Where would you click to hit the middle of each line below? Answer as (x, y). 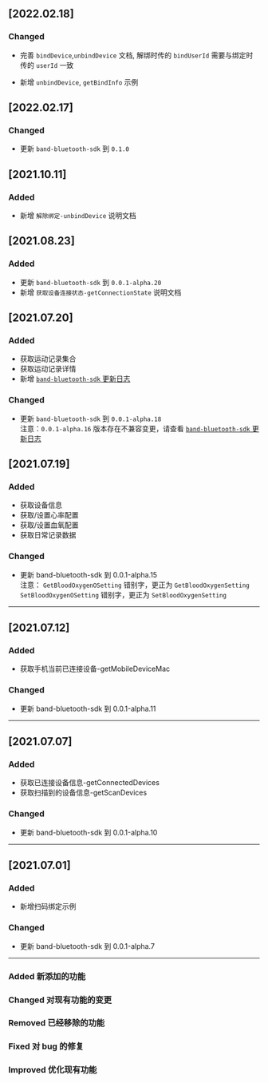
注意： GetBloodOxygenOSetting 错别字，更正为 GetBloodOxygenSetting (134, 585)
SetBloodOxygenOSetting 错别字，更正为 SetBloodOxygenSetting (123, 594)
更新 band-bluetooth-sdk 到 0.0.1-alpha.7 (87, 946)
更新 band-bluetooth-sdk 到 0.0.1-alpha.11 (88, 708)
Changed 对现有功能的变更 (60, 1000)
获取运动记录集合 (48, 359)
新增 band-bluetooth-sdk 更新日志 (75, 379)
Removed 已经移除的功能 (57, 1023)
